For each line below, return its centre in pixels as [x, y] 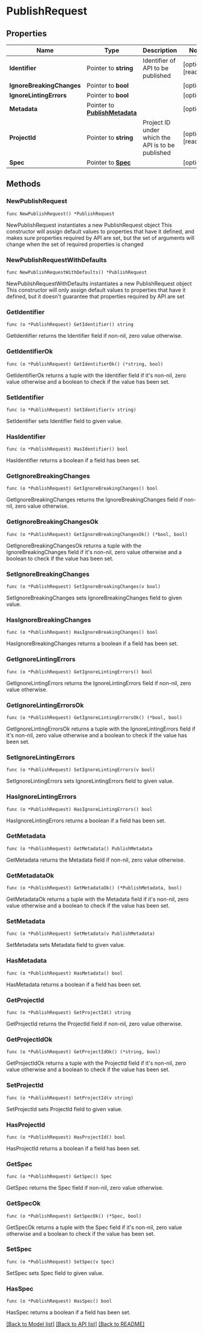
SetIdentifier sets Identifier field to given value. [64, 421]
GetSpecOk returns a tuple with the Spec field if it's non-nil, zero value [94, 1227]
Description [160, 50]
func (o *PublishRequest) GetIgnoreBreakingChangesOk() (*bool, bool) [97, 534]
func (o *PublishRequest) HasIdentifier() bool [67, 449]
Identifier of [159, 60]
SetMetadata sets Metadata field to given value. [66, 945]
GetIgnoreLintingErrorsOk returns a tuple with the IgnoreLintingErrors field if [101, 729]
